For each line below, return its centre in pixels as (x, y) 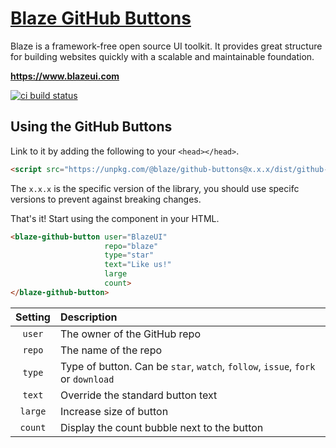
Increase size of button (114, 411)
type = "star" (129, 255)
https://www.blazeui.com (65, 76)
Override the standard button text (138, 395)
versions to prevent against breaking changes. (106, 199)
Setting (33, 317)
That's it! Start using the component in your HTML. (115, 218)
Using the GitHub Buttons (91, 127)
